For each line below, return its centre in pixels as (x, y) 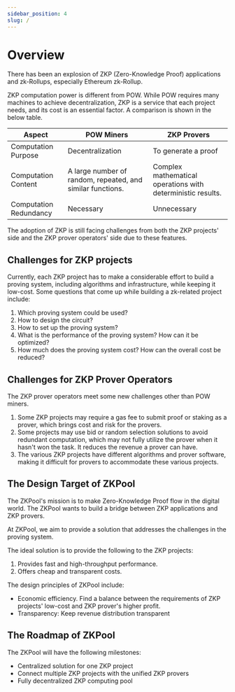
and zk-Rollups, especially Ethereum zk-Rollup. (75, 82)
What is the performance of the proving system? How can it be (108, 335)
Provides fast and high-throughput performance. (87, 564)
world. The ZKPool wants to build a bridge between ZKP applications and (113, 508)
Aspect (36, 135)
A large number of (97, 171)
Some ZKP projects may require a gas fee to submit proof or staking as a (122, 417)
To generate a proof (185, 151)
